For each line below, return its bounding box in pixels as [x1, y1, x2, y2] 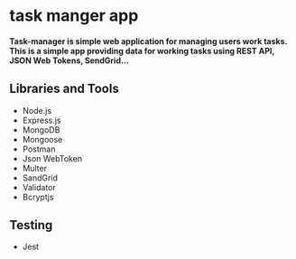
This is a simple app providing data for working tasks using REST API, [9, 45, 275, 56]
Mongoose [22, 134, 63, 144]
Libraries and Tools [9, 81, 119, 97]
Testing [9, 217, 53, 233]
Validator [22, 181, 56, 192]
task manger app [9, 5, 139, 26]
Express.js [22, 115, 61, 125]
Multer [22, 162, 48, 173]
